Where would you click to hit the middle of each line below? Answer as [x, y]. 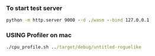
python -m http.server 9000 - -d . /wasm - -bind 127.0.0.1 [78, 20]
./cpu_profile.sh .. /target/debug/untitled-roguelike [74, 47]
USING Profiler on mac [39, 35]
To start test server [34, 8]
